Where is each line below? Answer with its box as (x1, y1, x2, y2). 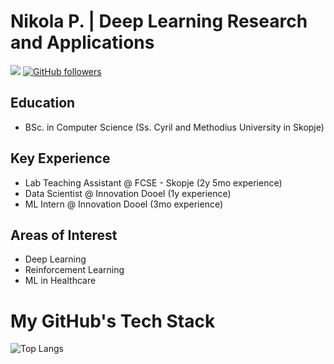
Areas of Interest (10, 226, 118, 244)
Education (10, 95, 76, 112)
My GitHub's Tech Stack (10, 310, 216, 332)
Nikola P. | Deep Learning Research (10, 10, 308, 33)
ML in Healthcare (24, 275, 97, 287)
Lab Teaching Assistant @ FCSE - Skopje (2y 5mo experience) (24, 176, 283, 189)
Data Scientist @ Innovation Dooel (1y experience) (24, 187, 232, 199)
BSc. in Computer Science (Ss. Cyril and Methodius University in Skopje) (24, 121, 325, 133)
